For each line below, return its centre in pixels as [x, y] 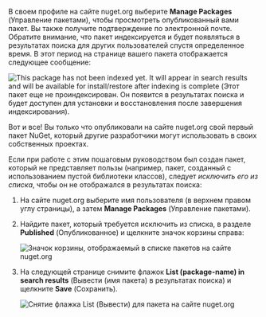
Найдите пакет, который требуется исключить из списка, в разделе [135, 224]
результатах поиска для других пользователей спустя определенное [126, 45]
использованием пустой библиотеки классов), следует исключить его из [133, 176]
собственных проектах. [49, 144]
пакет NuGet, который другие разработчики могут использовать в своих [133, 135]
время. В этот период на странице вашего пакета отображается [118, 54]
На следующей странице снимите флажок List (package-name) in [132, 272]
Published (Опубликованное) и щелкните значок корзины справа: [132, 233]
